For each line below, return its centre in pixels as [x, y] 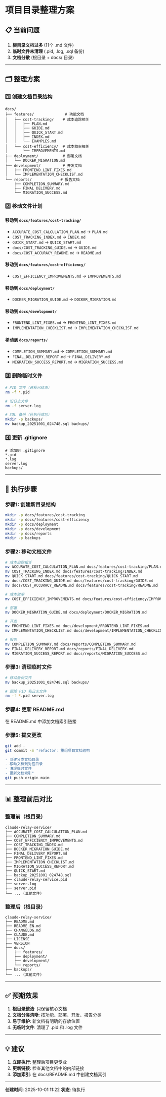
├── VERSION [17, 943]
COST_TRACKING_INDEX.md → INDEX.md [49, 237]
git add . [15, 746]
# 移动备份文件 [19, 677]
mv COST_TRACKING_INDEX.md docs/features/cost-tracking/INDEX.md [74, 572]
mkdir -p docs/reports [28, 534]
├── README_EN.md [23, 926]
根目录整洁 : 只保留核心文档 [40, 1008]
